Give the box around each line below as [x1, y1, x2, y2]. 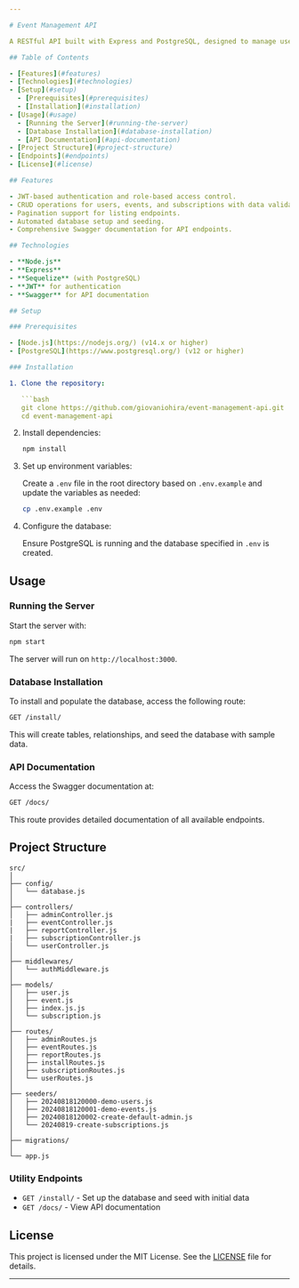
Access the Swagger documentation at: [9, 781, 154, 792]
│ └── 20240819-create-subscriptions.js [9, 1120, 169, 1130]
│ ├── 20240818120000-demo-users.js [9, 1097, 153, 1106]
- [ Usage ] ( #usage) [9, 110, 77, 119]
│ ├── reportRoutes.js [9, 1051, 101, 1059]
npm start [9, 637, 46, 646]
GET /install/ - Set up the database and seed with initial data [21, 1193, 250, 1203]
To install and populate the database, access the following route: [9, 696, 246, 706]
